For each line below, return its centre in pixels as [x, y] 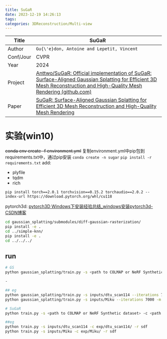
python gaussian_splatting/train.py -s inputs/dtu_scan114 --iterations [82, 295]
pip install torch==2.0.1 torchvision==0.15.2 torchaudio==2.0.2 [74, 192]
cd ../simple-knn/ [24, 231]
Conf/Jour [19, 57]
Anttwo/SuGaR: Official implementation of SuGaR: [94, 73]
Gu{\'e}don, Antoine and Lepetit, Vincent [87, 49]
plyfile [19, 172]
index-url [15, 197]
